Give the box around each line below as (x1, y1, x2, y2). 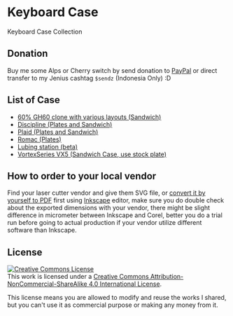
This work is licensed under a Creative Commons (7, 273, 149, 281)
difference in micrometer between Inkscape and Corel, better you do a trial (7, 211, 223, 219)
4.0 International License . (88, 280, 162, 288)
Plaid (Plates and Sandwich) (17, 128, 99, 136)
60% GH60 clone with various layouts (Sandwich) (17, 113, 162, 121)
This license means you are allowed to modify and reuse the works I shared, (7, 294, 227, 302)
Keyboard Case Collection (7, 27, 83, 36)
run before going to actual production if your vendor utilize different (7, 219, 202, 227)
